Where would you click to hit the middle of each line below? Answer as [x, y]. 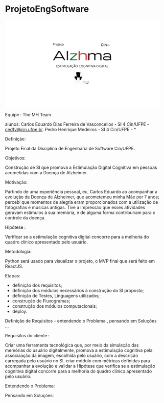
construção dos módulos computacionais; [55, 306]
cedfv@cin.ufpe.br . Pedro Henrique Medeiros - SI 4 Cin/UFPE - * [70, 130]
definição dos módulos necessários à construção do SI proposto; [78, 291]
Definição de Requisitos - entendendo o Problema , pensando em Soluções [81, 321]
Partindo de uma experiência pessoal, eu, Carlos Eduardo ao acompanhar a [81, 192]
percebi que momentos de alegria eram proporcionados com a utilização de [82, 202]
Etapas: [13, 276]
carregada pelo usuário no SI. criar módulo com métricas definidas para [78, 361]
